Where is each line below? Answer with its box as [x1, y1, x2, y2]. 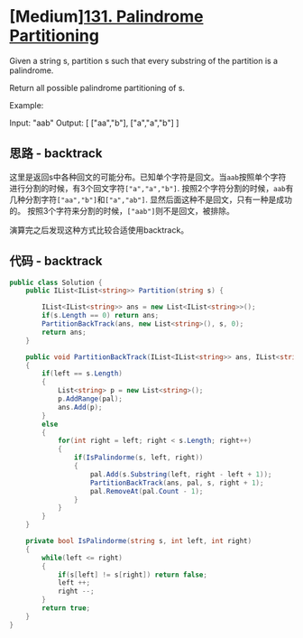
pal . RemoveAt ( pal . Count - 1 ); [89, 486, 204, 495]
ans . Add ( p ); [57, 402, 103, 411]
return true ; [41, 604, 91, 613]
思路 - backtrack [9, 146, 103, 162]
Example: [9, 99, 44, 110]
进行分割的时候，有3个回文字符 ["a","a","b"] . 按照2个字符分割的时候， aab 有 [9, 182, 294, 193]
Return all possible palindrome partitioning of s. [9, 82, 186, 93]
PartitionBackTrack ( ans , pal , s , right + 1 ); [89, 478, 264, 487]
